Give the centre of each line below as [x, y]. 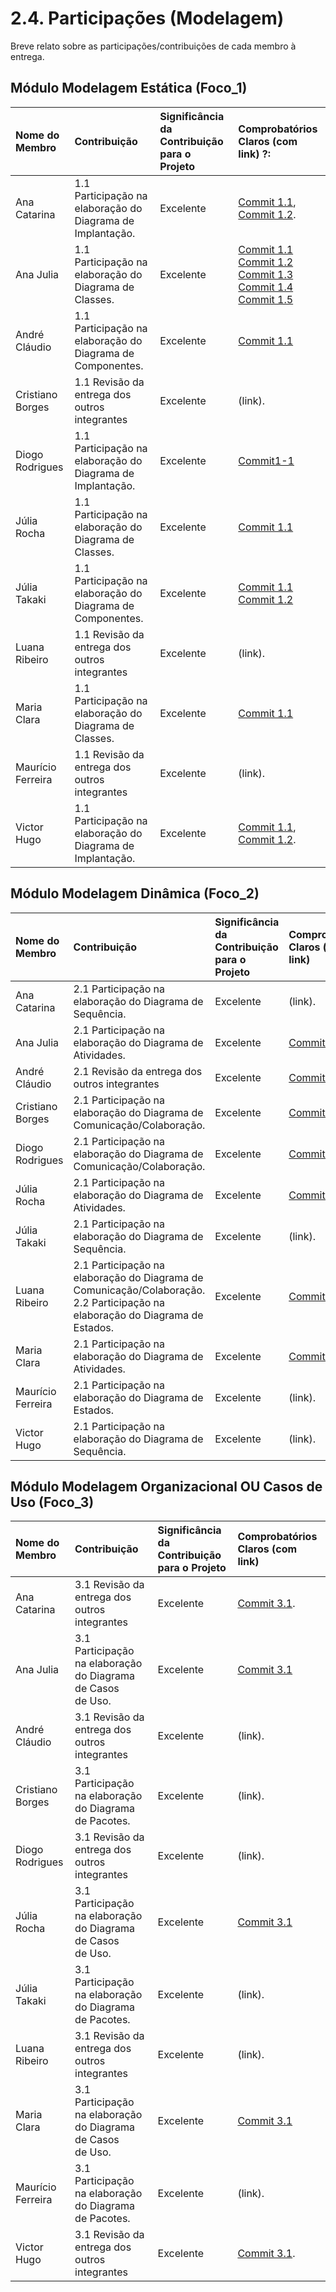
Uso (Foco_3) [52, 1502]
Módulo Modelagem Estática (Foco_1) [129, 88]
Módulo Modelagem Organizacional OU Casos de [166, 1486]
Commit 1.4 [266, 287]
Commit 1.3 [266, 274]
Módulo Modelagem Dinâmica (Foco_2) [135, 893]
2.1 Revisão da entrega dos [138, 1071]
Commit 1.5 [266, 299]
